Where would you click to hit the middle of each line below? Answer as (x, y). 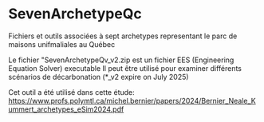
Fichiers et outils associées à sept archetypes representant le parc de (123, 36)
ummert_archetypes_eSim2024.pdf (66, 109)
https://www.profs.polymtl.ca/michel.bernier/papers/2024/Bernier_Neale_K (132, 100)
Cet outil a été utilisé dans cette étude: (72, 92)
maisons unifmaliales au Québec (62, 44)
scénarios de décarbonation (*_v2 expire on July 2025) (99, 77)
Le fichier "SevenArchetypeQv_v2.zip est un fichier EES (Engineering (121, 60)
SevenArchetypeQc (75, 14)
